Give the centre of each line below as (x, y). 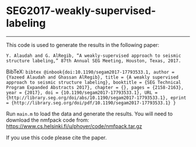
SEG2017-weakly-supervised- (81, 11)
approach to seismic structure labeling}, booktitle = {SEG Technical (94, 82)
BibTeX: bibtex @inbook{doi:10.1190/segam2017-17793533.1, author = (90, 71)
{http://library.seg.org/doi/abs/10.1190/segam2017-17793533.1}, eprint (96, 98)
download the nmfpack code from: (48, 120)
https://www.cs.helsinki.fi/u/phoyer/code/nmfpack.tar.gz (74, 126)
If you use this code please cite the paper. (56, 137)
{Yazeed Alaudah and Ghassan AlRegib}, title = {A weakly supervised (92, 77)
